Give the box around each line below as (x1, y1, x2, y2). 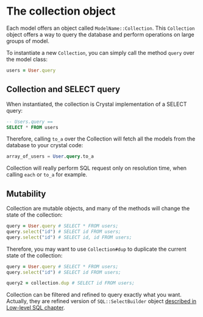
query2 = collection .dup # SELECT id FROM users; (6, 280, 135, 287)
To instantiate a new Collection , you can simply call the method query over (6, 49, 195, 56)
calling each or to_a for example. (6, 171, 87, 178)
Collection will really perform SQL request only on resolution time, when (6, 164, 187, 172)
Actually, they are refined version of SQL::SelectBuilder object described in (6, 298, 197, 305)
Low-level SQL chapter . (6, 304, 65, 312)
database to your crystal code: (6, 142, 84, 149)
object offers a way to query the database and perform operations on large (6, 30, 194, 38)
